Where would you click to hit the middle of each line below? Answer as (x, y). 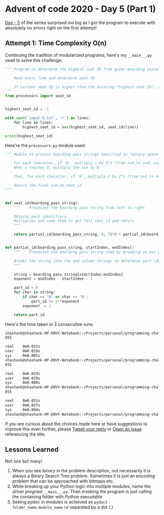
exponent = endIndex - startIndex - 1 (53, 279)
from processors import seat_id (38, 96)
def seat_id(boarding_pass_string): (42, 203)
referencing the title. (25, 434)
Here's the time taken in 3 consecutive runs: (50, 324)
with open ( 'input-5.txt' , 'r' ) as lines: (48, 118)
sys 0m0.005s (23, 356)
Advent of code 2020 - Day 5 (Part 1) (81, 9)
